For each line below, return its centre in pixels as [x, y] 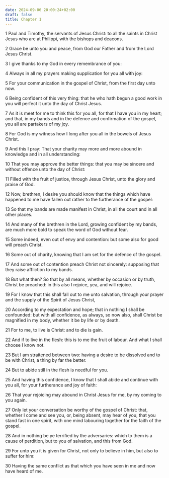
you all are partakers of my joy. [37, 124]
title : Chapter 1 [23, 19]
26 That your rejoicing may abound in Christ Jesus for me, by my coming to [83, 395]
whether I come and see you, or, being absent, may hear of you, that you [80, 415]
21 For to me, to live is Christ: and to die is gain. [54, 330]
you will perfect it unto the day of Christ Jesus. [54, 104]
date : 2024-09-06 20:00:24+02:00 [40, 10]
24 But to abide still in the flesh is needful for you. [57, 370]
